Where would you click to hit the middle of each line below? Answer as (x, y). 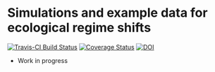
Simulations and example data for (107, 13)
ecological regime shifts (79, 28)
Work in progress (43, 60)
